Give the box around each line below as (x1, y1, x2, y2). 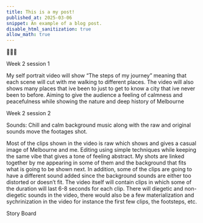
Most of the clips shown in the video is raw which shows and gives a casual (6, 140, 197, 147)
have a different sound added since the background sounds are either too (6, 172, 191, 180)
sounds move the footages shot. (6, 128, 88, 135)
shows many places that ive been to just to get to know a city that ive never (6, 85, 196, 92)
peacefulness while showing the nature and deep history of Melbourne (6, 98, 185, 105)
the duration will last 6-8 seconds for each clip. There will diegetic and (6, 185, 183, 193)
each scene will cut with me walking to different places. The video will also (6, 79, 194, 86)
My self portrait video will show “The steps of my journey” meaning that (6, 72, 187, 79)
